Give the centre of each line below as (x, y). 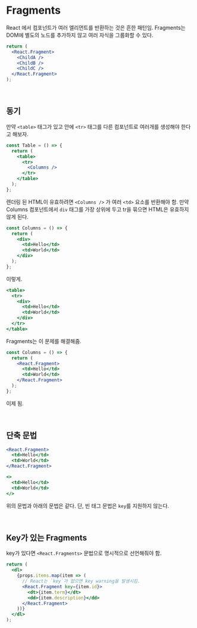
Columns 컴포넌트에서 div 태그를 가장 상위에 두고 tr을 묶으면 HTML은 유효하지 (98, 209)
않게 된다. (17, 217)
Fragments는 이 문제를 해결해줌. (44, 341)
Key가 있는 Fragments (47, 538)
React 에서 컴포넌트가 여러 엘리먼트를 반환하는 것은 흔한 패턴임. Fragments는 (96, 27)
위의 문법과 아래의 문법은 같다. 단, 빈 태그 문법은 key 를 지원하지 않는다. (88, 506)
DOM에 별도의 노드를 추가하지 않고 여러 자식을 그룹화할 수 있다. (80, 35)
